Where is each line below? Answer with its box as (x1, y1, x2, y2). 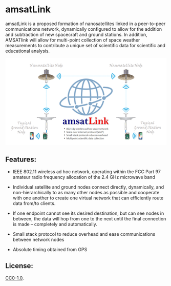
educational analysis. (5, 48, 50, 54)
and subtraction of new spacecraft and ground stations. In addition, (5, 31, 147, 37)
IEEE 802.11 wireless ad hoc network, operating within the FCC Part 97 (12, 169, 161, 175)
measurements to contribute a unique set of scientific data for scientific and (5, 42, 165, 48)
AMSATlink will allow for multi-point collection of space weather (5, 37, 140, 43)
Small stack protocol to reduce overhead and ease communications (12, 231, 156, 237)
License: (5, 261, 33, 270)
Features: (5, 155, 37, 164)
